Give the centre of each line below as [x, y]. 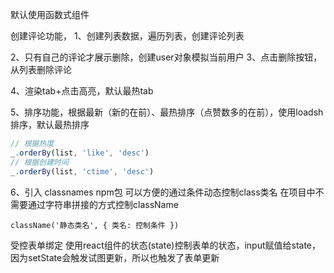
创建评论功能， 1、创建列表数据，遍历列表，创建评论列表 [127, 36]
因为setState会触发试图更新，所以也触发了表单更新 [115, 257]
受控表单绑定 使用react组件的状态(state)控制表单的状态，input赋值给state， [166, 245]
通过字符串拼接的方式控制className [103, 204]
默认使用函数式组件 [50, 14]
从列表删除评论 [41, 69]
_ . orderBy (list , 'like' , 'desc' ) [80, 153]
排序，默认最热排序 [50, 124]
